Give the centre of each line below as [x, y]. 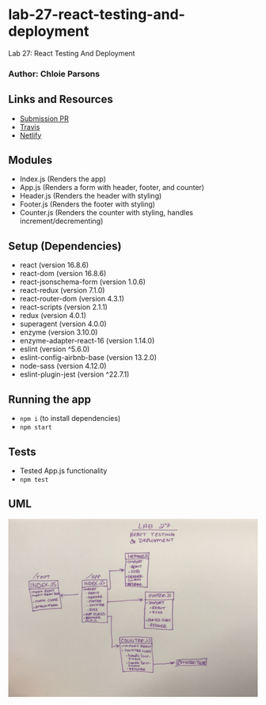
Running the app [49, 399]
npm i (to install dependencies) [70, 419]
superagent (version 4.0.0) [63, 324]
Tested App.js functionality [63, 470]
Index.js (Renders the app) [63, 179]
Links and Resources [61, 99]
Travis [30, 127]
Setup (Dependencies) [65, 246]
